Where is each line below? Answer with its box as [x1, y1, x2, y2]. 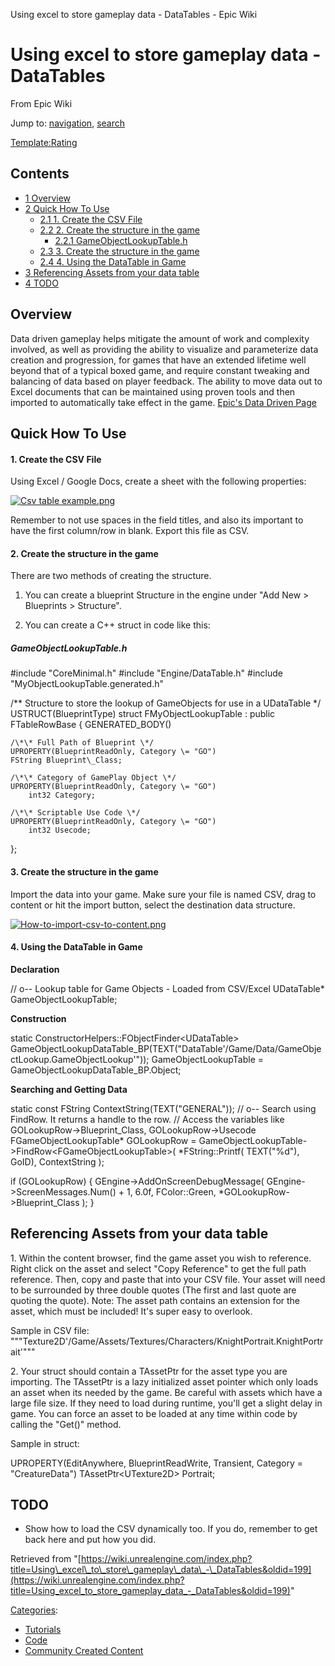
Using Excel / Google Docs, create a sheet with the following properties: [10, 475, 307, 488]
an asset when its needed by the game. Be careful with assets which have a [10, 1386, 323, 1398]
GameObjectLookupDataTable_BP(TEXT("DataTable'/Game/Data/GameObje [10, 1042, 322, 1054]
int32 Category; [28, 790, 97, 801]
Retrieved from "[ [10, 1553, 82, 1565]
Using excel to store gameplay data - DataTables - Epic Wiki [10, 9, 258, 20]
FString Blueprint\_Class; [10, 755, 123, 766]
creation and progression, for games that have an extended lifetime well [10, 354, 307, 366]
